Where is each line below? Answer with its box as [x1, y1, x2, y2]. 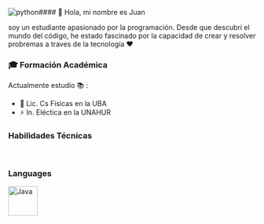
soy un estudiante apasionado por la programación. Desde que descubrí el [8, 23, 250, 31]
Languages [8, 167, 53, 178]
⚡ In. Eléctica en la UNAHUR [19, 108, 112, 117]
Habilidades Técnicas [8, 130, 93, 141]
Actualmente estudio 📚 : [8, 81, 89, 90]
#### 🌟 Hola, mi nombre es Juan [38, 8, 145, 17]
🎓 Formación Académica [8, 59, 108, 70]
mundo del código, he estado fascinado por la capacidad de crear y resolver [8, 31, 256, 40]
